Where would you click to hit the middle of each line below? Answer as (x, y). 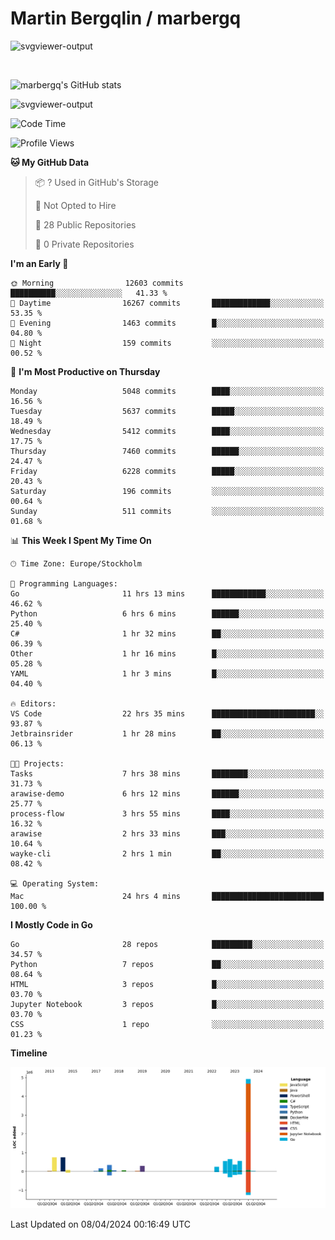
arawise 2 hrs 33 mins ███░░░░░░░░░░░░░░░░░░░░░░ (167, 833)
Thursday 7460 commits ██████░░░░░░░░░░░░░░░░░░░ (167, 451)
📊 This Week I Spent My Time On (81, 540)
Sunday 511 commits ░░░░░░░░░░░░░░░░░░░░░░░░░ (167, 511)
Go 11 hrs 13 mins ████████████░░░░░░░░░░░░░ (167, 593)
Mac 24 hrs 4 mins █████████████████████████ (167, 896)
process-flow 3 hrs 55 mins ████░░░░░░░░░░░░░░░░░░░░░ (167, 813)
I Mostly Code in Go (51, 924)
